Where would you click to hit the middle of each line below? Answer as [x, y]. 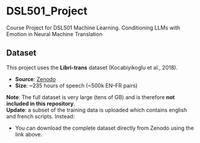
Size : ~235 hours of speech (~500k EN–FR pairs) [76, 85]
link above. [28, 134]
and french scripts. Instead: [40, 116]
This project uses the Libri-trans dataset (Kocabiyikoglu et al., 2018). [92, 67]
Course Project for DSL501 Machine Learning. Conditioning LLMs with [93, 28]
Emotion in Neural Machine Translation [54, 34]
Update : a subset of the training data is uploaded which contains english [97, 110]
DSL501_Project [47, 11]
